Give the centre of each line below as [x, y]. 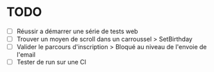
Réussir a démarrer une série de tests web [77, 31]
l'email [26, 55]
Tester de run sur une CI [51, 62]
